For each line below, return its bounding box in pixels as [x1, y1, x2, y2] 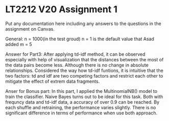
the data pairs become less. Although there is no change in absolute [5, 62, 149, 68]
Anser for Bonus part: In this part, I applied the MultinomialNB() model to [5, 88, 157, 94]
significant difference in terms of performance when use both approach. [5, 110, 158, 116]
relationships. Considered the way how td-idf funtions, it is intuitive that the [5, 67, 163, 74]
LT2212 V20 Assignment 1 [5, 4, 117, 15]
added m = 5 [5, 41, 32, 47]
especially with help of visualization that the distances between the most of [5, 56, 164, 62]
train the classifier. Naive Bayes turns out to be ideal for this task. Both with [5, 93, 163, 100]
